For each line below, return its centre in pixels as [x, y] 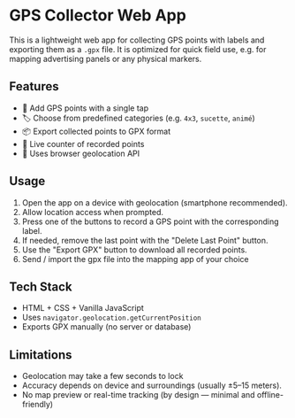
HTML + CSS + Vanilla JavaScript [83, 308]
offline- [270, 395]
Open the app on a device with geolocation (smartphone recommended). [155, 202]
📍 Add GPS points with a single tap [85, 108]
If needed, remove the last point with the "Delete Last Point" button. [145, 240]
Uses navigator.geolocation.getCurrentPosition [111, 317]
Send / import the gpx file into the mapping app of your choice [135, 259]
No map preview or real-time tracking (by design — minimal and [138, 395]
